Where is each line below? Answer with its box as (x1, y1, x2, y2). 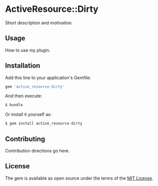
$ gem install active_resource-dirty (5, 121, 83, 126)
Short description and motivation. (5, 20, 73, 26)
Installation (5, 62, 40, 70)
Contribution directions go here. (5, 148, 70, 153)
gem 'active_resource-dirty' (5, 84, 65, 89)
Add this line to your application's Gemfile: (5, 74, 91, 80)
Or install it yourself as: (5, 112, 52, 117)
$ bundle (5, 103, 23, 108)
